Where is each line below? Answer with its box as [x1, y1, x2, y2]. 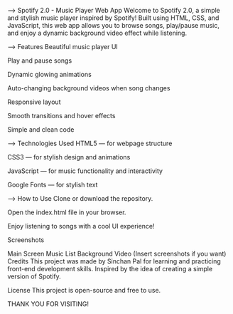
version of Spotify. [7, 272, 62, 281]
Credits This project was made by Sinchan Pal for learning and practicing [7, 257, 222, 266]
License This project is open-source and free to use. [7, 286, 161, 294]
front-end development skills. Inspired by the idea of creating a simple [7, 265, 213, 273]
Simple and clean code [7, 125, 75, 134]
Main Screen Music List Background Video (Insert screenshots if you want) [7, 249, 227, 258]
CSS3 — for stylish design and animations [7, 153, 131, 161]
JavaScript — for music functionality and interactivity [7, 167, 163, 175]
